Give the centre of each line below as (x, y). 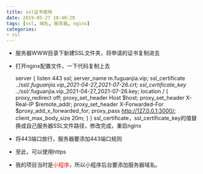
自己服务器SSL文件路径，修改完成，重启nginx (84, 126)
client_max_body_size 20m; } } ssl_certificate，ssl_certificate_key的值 (103, 118)
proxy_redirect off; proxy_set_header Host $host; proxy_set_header (100, 98)
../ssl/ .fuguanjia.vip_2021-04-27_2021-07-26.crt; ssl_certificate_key (101, 85)
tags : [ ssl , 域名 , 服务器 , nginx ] (48, 23)
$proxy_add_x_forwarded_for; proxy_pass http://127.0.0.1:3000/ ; (95, 111)
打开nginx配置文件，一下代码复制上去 (63, 66)
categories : (21, 29)
